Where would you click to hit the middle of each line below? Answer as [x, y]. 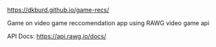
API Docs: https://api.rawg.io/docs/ [57, 36]
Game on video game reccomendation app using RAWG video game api [108, 23]
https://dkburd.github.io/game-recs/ [58, 10]
